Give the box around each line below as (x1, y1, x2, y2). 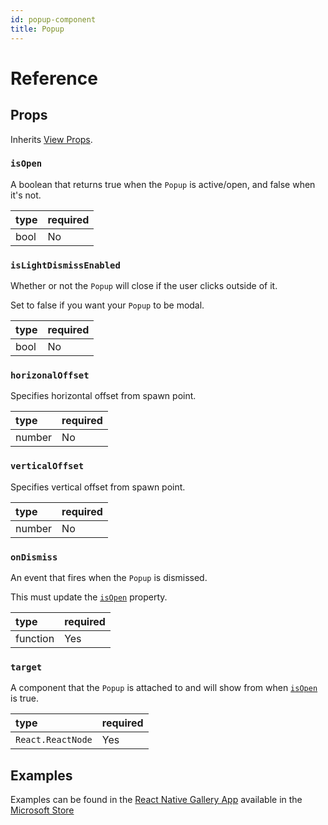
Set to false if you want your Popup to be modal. (10, 299, 205, 311)
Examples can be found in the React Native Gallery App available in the (10, 794, 303, 806)
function (15, 631, 55, 645)
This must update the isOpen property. (10, 591, 168, 603)
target (10, 661, 43, 673)
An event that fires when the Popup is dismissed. (10, 571, 208, 583)
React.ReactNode (15, 734, 93, 746)
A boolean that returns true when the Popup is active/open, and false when (10, 178, 316, 190)
